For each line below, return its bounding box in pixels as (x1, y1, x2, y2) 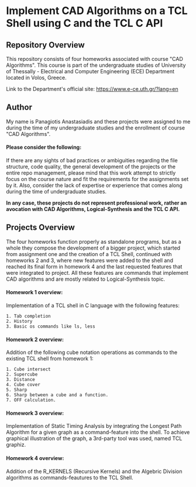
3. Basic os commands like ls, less (6, 323, 95, 329)
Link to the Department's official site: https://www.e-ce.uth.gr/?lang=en (6, 86, 178, 92)
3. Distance (6, 377, 35, 383)
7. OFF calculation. (6, 397, 57, 403)
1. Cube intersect (6, 366, 51, 373)
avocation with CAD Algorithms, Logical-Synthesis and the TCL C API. (6, 206, 180, 213)
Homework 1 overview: (6, 289, 63, 296)
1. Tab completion (6, 314, 51, 319)
